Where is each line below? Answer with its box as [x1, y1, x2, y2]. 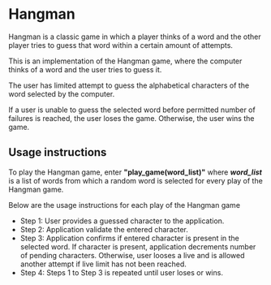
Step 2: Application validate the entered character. [19, 224, 188, 234]
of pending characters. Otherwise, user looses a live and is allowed [19, 250, 245, 260]
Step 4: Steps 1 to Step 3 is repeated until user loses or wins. [19, 267, 223, 277]
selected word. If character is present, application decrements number [19, 241, 256, 252]
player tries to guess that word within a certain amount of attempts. [8, 40, 234, 50]
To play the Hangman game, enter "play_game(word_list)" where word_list [8, 167, 262, 177]
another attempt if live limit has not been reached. [19, 259, 187, 269]
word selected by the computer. [8, 89, 115, 98]
